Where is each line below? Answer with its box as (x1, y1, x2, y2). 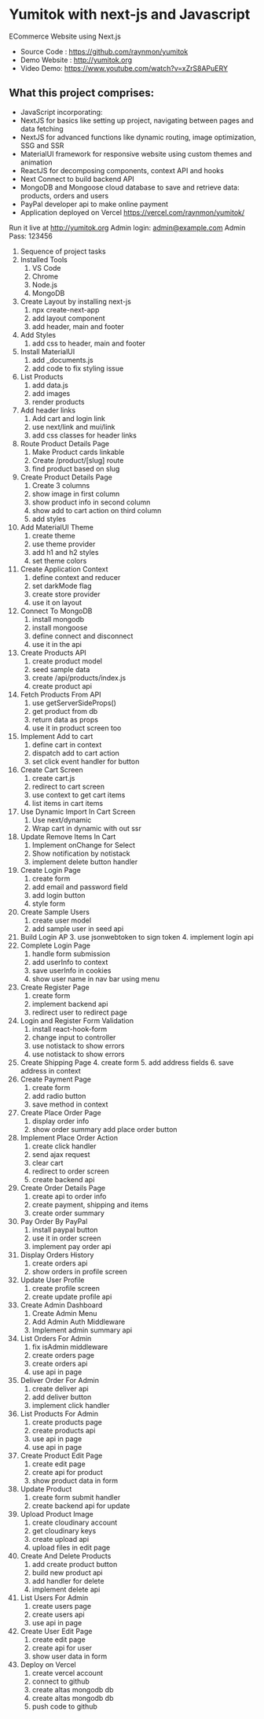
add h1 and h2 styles (31, 547, 99, 556)
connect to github (31, 1676, 90, 1686)
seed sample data (31, 664, 90, 674)
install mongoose (31, 623, 88, 632)
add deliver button (31, 1392, 92, 1402)
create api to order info (31, 1191, 107, 1201)
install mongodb (31, 614, 85, 623)
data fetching (20, 124, 64, 133)
